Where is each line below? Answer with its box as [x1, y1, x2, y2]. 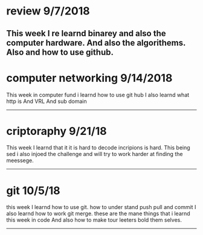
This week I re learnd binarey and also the [6, 28, 166, 39]
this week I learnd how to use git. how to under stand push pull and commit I [6, 204, 196, 211]
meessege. [6, 157, 34, 164]
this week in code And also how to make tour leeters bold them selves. [6, 216, 182, 224]
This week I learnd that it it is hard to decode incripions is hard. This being [6, 144, 190, 151]
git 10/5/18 [6, 184, 60, 197]
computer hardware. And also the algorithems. [6, 37, 186, 48]
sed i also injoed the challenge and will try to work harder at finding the [6, 151, 183, 158]
